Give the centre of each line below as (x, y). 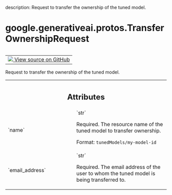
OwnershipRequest (47, 39)
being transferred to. (101, 180)
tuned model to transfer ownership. (119, 131)
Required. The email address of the (119, 167)
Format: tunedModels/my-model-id (116, 142)
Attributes (86, 97)
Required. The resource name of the (120, 125)
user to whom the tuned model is (116, 174)
